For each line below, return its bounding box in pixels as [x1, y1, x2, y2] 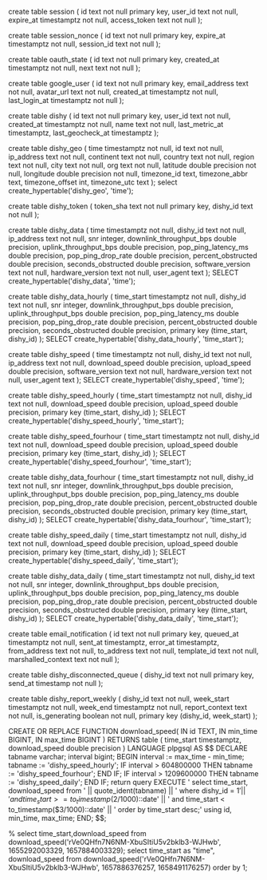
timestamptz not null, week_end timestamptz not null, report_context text [8, 703, 248, 712]
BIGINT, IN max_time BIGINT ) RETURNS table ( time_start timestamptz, [8, 735, 241, 744]
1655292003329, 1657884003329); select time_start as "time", [8, 846, 215, 855]
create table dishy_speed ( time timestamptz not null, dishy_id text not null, [8, 350, 253, 359]
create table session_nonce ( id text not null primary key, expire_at [8, 31, 226, 40]
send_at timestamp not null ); [8, 679, 104, 688]
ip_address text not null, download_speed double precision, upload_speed [8, 359, 251, 367]
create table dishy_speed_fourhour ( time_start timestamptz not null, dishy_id [8, 431, 260, 441]
